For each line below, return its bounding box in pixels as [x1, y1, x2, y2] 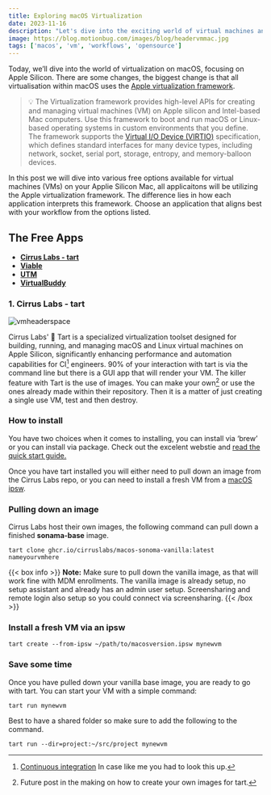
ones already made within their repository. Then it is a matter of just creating [8, 386, 263, 396]
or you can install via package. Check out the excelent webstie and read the [8, 442, 261, 452]
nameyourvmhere [8, 553, 60, 562]
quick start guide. [8, 450, 67, 461]
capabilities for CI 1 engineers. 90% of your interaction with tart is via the [8, 358, 248, 368]
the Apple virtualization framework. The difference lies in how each [8, 191, 231, 200]
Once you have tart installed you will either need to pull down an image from [8, 466, 261, 476]
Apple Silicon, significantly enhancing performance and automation [8, 349, 232, 360]
